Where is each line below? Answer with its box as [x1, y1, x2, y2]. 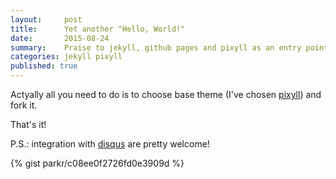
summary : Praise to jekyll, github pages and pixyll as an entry [10, 42, 302, 53]
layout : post [10, 14, 83, 25]
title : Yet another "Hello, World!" [10, 24, 186, 34]
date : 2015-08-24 [10, 33, 110, 43]
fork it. [10, 99, 38, 111]
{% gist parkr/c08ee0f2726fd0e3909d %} [10, 157, 185, 169]
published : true [10, 61, 78, 71]
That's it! [10, 119, 47, 130]
